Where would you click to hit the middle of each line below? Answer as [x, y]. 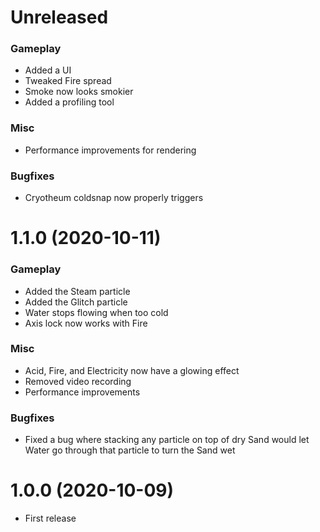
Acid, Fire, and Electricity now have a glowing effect [132, 370]
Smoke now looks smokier [79, 92]
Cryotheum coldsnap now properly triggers [114, 198]
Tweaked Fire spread [68, 81]
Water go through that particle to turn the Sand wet [130, 450]
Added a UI [48, 70]
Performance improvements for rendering [110, 150]
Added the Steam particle [77, 291]
